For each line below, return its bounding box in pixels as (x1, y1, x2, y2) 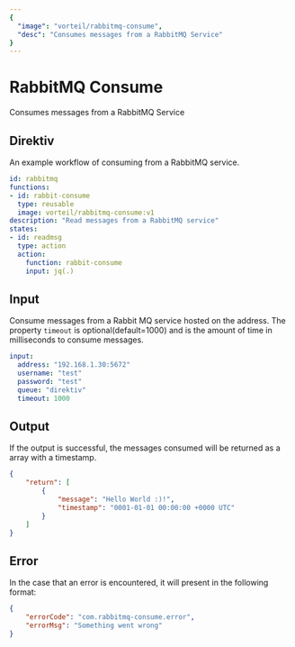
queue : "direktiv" (17, 385, 87, 395)
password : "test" (17, 377, 83, 386)
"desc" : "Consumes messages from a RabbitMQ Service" (17, 30, 223, 39)
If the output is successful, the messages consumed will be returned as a (9, 442, 281, 453)
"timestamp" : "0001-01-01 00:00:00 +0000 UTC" (57, 503, 236, 512)
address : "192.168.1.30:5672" (17, 360, 130, 369)
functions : (9, 182, 50, 192)
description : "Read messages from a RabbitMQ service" (9, 216, 219, 225)
